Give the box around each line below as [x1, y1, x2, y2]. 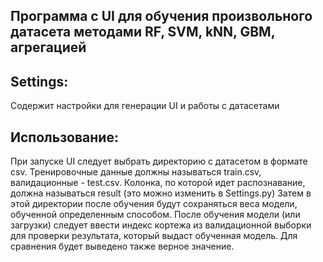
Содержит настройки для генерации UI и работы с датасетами [10, 100, 280, 112]
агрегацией [10, 39, 87, 56]
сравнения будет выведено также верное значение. [10, 240, 235, 253]
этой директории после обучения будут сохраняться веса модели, [10, 198, 298, 210]
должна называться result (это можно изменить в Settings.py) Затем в [10, 187, 312, 199]
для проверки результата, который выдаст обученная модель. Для [10, 230, 298, 242]
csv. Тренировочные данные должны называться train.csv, [10, 166, 262, 178]
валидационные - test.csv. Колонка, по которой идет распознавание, [10, 177, 306, 189]
